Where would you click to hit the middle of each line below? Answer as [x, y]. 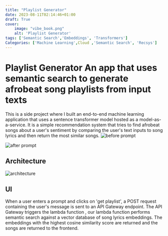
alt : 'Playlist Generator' [43, 33]
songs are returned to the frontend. [42, 228]
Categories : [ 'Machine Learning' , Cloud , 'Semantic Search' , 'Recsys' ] [81, 43]
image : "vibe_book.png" [39, 29]
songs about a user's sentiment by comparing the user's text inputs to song [84, 130]
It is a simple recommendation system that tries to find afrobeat [94, 125]
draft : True [18, 19]
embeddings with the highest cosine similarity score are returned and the [81, 223]
